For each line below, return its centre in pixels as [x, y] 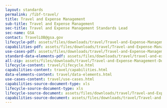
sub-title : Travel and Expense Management [50, 24]
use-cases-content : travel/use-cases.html [50, 79]
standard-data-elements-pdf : [35, 56]
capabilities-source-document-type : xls [48, 84]
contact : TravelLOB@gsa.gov [34, 38]
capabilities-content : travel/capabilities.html [56, 70]
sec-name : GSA [20, 33]
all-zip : [14, 61]
